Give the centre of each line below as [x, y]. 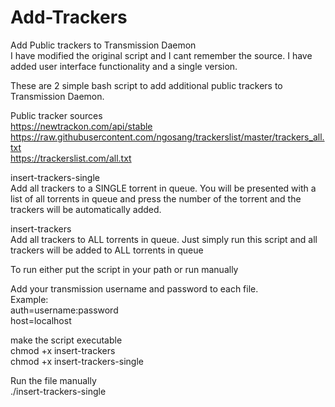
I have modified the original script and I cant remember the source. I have [161, 55]
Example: [29, 299]
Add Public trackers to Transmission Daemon [103, 45]
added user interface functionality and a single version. [124, 66]
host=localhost [41, 320]
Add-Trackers [69, 17]
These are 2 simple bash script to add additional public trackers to [146, 85]
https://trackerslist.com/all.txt [71, 158]
